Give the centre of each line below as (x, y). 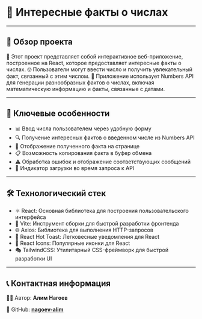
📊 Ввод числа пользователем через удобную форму (83, 128)
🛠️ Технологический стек (56, 193)
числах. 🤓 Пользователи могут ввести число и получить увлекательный (99, 69)
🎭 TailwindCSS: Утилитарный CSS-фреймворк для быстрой (92, 250)
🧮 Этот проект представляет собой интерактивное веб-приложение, (95, 56)
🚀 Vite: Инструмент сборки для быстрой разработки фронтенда (97, 224)
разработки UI (33, 259)
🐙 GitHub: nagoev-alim (35, 309)
